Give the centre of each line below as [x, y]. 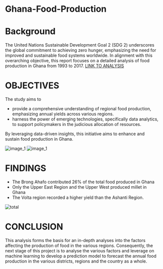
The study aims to [23, 99]
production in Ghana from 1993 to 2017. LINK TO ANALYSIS [65, 66]
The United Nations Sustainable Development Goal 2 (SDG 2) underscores [80, 45]
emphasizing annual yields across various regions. [63, 114]
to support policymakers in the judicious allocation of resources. [77, 124]
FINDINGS [26, 168]
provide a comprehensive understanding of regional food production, [81, 109]
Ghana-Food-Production [56, 9]
